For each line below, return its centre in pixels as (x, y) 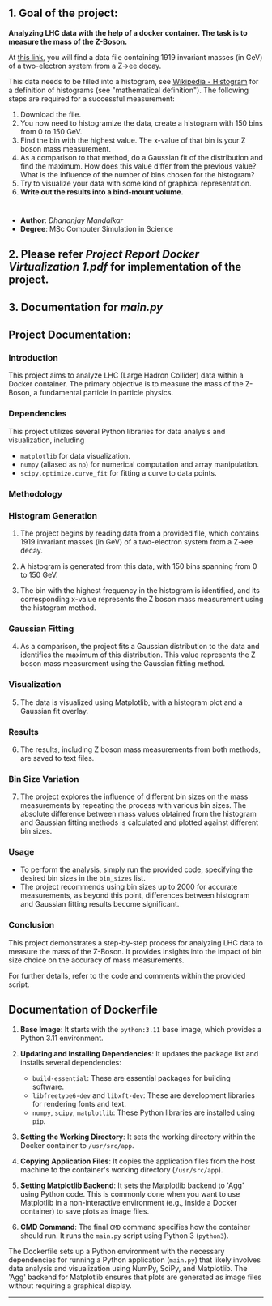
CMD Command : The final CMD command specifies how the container (135, 1227)
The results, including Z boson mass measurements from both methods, (140, 749)
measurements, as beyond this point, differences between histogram (135, 895)
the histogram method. (58, 608)
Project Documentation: (70, 335)
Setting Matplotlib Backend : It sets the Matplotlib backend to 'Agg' (132, 1185)
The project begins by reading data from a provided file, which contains (140, 533)
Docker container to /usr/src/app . (77, 1145)
